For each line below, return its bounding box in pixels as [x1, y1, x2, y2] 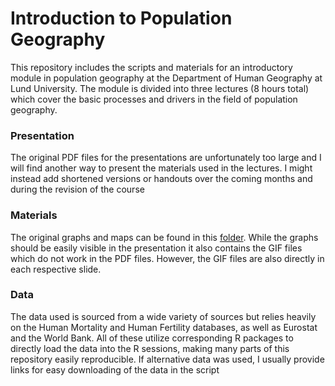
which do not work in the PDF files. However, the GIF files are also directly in [10, 252, 325, 264]
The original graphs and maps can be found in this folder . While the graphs [10, 231, 319, 243]
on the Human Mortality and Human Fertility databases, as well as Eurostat [10, 321, 318, 333]
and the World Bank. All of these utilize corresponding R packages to [10, 332, 294, 344]
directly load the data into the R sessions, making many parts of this [10, 342, 290, 354]
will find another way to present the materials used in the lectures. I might [10, 162, 313, 174]
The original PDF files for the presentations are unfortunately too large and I [10, 152, 322, 164]
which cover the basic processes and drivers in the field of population [10, 93, 298, 105]
